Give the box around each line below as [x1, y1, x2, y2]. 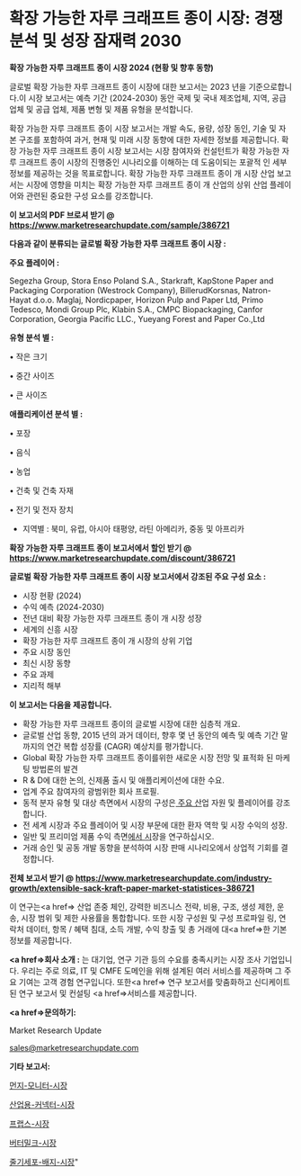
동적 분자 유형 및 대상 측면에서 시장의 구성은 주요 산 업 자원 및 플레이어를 [22, 797, 274, 808]
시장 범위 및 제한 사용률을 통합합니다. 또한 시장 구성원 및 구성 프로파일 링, [21, 912, 277, 923]
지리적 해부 [22, 680, 62, 691]
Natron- [242, 284, 271, 295]
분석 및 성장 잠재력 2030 [9, 31, 182, 51]
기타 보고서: [9, 1061, 51, 1072]
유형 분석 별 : [9, 332, 55, 343]
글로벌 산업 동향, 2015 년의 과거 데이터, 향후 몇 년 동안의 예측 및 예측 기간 [22, 730, 279, 741]
